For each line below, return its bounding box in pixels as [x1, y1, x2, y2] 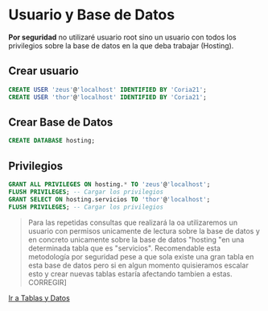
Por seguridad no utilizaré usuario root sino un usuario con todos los [8, 32, 237, 42]
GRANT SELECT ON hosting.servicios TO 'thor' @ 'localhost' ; [8, 195, 211, 203]
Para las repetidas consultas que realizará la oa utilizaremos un [27, 218, 238, 227]
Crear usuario [8, 64, 79, 78]
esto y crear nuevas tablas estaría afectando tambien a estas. [27, 268, 233, 279]
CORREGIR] [27, 277, 67, 287]
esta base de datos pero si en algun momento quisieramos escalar [27, 260, 249, 270]
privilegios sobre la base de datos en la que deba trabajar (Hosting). [8, 40, 234, 50]
